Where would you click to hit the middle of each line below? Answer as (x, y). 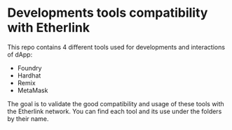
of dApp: (20, 55)
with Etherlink (48, 28)
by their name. (28, 118)
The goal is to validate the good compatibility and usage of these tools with (116, 103)
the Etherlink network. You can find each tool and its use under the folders (115, 111)
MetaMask (33, 90)
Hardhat (29, 75)
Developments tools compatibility (108, 13)
